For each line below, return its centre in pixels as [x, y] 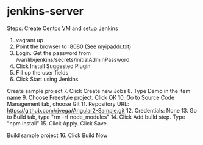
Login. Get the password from [53, 53]
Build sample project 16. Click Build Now [57, 135]
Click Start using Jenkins [47, 79]
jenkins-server [45, 11]
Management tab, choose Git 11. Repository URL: [68, 104]
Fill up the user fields [42, 72]
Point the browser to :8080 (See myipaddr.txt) [73, 46]
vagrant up [29, 40]
